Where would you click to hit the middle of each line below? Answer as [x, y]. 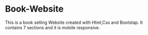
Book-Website [34, 9]
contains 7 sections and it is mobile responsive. [53, 27]
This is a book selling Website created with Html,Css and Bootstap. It [74, 22]
